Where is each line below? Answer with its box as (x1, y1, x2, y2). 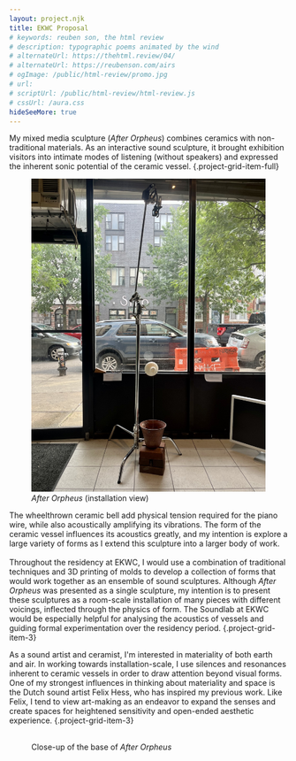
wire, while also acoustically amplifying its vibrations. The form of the (9, 519, 262, 530)
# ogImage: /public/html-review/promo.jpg (9, 71, 168, 80)
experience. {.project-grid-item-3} (9, 715, 134, 726)
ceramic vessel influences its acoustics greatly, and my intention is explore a (9, 529, 288, 540)
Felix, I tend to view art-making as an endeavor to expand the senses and (9, 696, 277, 707)
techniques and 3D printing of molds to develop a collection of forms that (9, 566, 277, 577)
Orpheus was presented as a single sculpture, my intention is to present (9, 585, 271, 596)
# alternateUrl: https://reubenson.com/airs (9, 61, 176, 70)
